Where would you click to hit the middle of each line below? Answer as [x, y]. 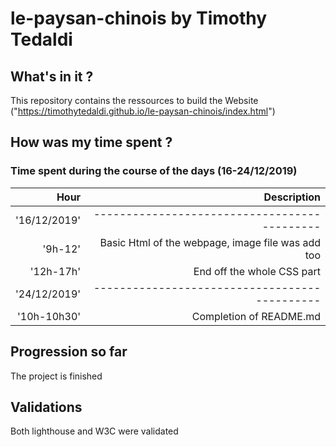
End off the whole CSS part [257, 271]
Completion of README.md [256, 316]
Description [292, 197]
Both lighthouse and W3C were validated [94, 431]
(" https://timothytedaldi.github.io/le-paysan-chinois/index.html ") [143, 111]
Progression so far [69, 352]
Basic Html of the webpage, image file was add [210, 242]
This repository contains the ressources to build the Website [134, 100]
